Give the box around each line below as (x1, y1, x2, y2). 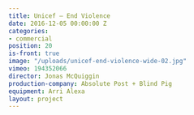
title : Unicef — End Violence (8, 11, 111, 20)
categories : (8, 27, 49, 35)
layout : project (8, 95, 63, 103)
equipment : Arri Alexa (8, 87, 85, 96)
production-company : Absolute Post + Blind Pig (8, 79, 173, 87)
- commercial (8, 34, 53, 43)
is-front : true (8, 49, 60, 57)
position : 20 (8, 42, 53, 50)
